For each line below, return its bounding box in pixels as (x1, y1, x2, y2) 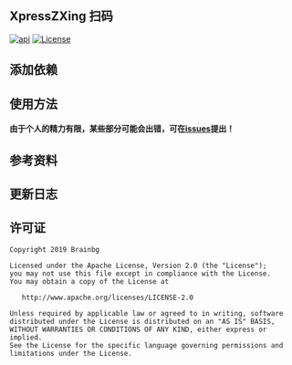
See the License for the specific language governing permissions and (9, 340, 284, 349)
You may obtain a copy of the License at (9, 276, 170, 286)
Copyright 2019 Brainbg (9, 245, 100, 254)
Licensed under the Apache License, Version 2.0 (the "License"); (9, 261, 267, 270)
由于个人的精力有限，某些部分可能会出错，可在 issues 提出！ (9, 123, 235, 134)
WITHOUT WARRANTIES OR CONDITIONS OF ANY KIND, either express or (9, 325, 267, 334)
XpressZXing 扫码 (9, 8, 114, 25)
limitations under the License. (9, 349, 132, 358)
